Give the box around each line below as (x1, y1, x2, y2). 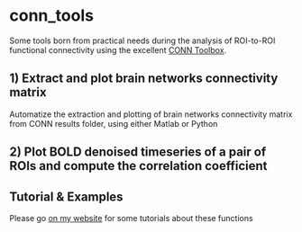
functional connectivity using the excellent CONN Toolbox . (9, 44, 227, 55)
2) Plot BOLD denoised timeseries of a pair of (9, 145, 267, 160)
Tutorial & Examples (9, 189, 124, 204)
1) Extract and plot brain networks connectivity (9, 71, 279, 86)
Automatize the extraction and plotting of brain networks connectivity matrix (9, 109, 293, 120)
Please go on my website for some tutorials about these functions (9, 212, 254, 223)
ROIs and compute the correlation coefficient (9, 158, 268, 174)
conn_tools (9, 5, 95, 26)
